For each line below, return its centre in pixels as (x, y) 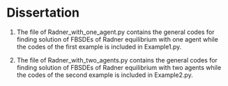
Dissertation (43, 13)
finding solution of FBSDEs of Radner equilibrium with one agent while (117, 39)
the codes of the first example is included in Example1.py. (99, 46)
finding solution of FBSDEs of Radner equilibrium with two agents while (119, 67)
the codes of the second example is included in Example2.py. (105, 75)
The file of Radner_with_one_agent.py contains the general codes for (115, 32)
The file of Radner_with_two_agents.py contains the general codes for (117, 60)
